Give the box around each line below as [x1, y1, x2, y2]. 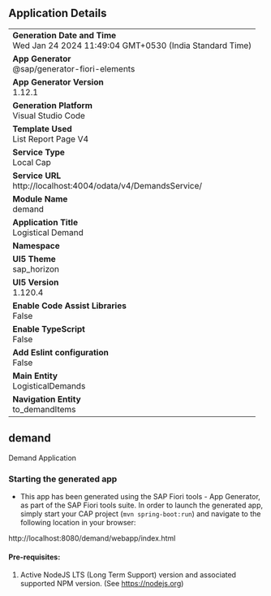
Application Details [8, 7, 107, 20]
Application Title [12, 216, 79, 228]
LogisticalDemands [12, 380, 86, 391]
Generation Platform [12, 99, 93, 111]
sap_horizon [12, 263, 59, 275]
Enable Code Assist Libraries [12, 300, 127, 311]
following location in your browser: [19, 517, 136, 527]
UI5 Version [12, 276, 59, 288]
